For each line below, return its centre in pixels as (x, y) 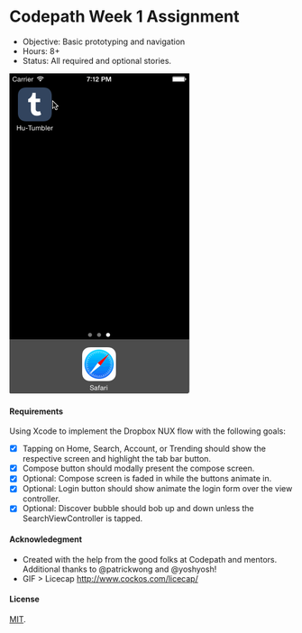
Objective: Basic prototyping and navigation (104, 41)
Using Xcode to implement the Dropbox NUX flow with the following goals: (147, 431)
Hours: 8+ (41, 50)
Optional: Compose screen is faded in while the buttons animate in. (147, 479)
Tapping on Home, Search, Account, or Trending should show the (144, 449)
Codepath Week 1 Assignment (124, 17)
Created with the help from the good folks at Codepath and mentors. (150, 559)
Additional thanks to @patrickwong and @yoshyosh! (119, 569)
